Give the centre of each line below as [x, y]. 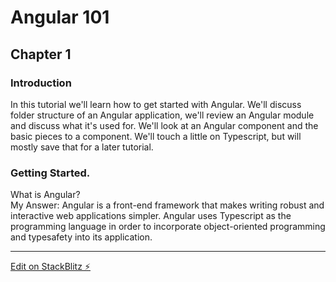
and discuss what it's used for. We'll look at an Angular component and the [164, 125]
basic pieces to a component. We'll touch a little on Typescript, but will [156, 136]
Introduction [41, 83]
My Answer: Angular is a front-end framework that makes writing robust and [167, 205]
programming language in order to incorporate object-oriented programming [168, 227]
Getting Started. [50, 173]
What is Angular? [45, 195]
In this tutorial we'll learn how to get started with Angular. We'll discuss [156, 104]
